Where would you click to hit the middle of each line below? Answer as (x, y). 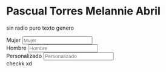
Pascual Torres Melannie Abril (83, 11)
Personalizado (24, 56)
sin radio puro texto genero (40, 28)
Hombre (16, 48)
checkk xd (19, 63)
